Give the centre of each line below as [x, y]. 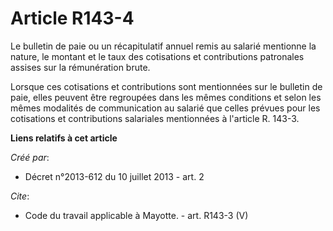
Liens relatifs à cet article [64, 138]
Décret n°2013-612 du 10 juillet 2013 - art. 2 [114, 176]
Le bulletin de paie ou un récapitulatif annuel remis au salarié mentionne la [163, 46]
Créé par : [30, 157]
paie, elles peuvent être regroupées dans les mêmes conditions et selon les [166, 97]
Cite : [20, 196]
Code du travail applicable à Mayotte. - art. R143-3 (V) [136, 215]
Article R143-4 [72, 18]
